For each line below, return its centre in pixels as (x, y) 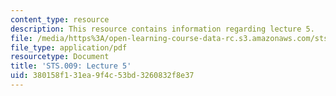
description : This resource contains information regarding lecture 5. (162, 29)
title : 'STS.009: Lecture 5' (71, 66)
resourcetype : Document (60, 57)
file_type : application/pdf (69, 47)
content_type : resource (60, 19)
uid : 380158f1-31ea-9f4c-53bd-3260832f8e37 (102, 76)
